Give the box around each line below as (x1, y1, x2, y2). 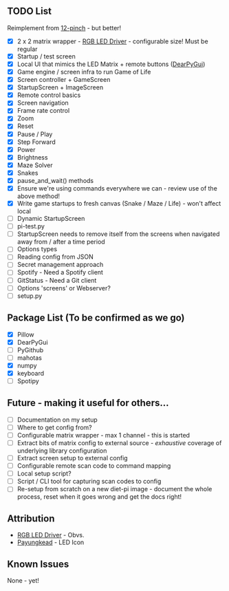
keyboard (17, 369, 45, 377)
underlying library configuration (17, 447, 107, 455)
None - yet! (7, 576, 40, 584)
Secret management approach (17, 261, 104, 269)
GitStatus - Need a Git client (17, 276, 97, 284)
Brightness (17, 153, 48, 161)
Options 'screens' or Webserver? (17, 283, 111, 292)
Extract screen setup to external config (17, 454, 129, 462)
